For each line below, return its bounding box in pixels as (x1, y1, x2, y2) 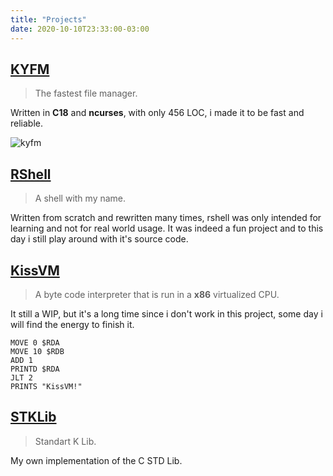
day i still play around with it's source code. (10, 233, 189, 245)
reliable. (10, 117, 44, 130)
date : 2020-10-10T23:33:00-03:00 (10, 24, 150, 34)
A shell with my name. (34, 192, 127, 205)
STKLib (10, 409, 57, 426)
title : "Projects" (10, 14, 87, 25)
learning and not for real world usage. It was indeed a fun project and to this (10, 222, 324, 235)
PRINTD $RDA (10, 364, 60, 374)
